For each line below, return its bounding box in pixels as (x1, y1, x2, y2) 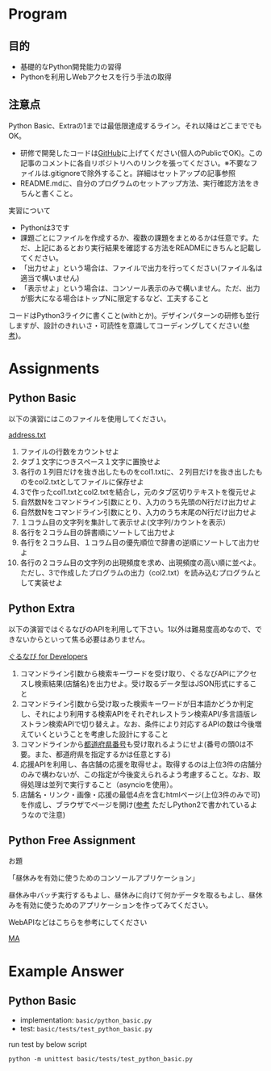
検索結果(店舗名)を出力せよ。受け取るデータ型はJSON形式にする (34, 679, 250, 688)
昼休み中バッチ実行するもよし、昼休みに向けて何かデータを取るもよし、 (8, 890, 248, 900)
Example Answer (8, 962, 125, 981)
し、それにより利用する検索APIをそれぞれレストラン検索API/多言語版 (19, 709, 251, 718)
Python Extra (8, 602, 75, 616)
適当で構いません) (19, 273, 80, 282)
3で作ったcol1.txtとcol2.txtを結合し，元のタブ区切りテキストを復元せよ (19, 487, 257, 496)
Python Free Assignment (8, 834, 135, 847)
